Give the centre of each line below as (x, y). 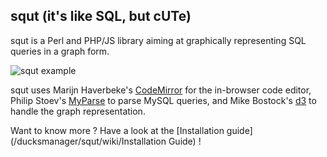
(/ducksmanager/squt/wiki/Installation (88, 141)
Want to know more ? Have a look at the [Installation (117, 130)
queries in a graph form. (60, 51)
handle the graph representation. (78, 111)
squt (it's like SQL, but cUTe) (101, 16)
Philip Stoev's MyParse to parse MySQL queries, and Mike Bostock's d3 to (163, 100)
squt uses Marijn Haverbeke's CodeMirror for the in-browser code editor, (161, 90)
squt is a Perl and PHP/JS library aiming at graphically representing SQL (158, 40)
